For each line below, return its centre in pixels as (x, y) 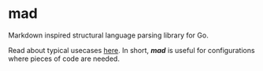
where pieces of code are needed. (64, 59)
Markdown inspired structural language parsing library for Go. (108, 35)
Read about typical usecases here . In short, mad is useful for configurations (131, 50)
